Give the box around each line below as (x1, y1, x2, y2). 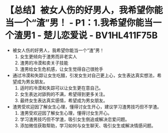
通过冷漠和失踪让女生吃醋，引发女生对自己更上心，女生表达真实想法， (12, 72, 157, 78)
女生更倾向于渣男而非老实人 (19, 53, 77, 59)
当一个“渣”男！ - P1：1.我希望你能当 (5, 17, 153, 29)
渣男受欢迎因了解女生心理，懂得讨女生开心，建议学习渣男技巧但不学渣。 (12, 103, 161, 109)
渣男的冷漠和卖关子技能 (19, 60, 68, 66)
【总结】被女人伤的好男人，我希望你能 (5, 5, 163, 16)
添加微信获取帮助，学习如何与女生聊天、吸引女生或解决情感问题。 (19, 122, 156, 128)
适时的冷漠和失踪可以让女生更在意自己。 (19, 85, 103, 91)
